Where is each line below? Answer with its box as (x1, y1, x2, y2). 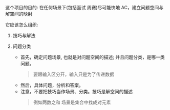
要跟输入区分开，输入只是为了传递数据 (33, 71, 114, 77)
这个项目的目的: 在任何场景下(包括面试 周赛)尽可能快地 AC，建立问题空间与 (5, 5, 164, 10)
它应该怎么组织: (5, 22, 38, 28)
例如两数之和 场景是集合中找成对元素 (33, 99, 111, 105)
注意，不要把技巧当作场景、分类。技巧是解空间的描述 (20, 89, 133, 94)
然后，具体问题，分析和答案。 (20, 82, 83, 88)
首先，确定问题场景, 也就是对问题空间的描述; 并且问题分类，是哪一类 (20, 54, 165, 60)
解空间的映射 (5, 11, 32, 17)
